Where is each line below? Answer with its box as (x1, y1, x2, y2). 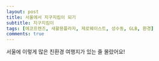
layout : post (6, 8, 39, 15)
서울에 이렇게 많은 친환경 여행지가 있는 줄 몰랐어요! (6, 48, 125, 56)
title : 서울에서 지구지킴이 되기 (6, 14, 76, 20)
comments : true (6, 31, 45, 37)
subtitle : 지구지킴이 (6, 20, 54, 26)
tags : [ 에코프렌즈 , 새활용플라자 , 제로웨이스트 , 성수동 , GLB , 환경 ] (6, 25, 154, 32)
